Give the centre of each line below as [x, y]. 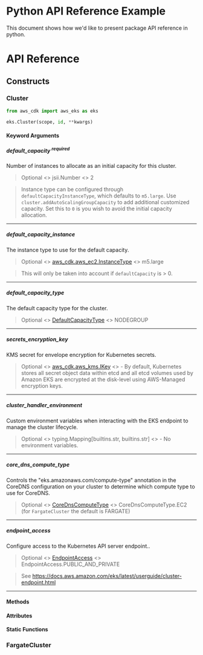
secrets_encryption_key [37, 339]
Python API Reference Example [86, 11]
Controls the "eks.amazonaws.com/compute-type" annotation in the [91, 480]
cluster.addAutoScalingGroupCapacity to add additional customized [105, 202]
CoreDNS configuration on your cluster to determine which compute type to [101, 487]
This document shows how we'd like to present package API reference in [97, 28]
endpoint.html [38, 582]
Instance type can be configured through [72, 189]
